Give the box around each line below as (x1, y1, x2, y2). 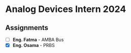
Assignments (5, 23, 49, 32)
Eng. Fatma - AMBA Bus (12, 36, 64, 42)
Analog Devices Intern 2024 (5, 3, 126, 15)
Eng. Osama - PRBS (12, 42, 55, 48)
